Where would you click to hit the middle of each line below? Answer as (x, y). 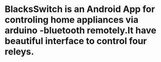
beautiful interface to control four (76, 41)
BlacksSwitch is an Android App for (80, 9)
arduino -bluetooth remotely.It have (80, 30)
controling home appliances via (72, 20)
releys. (20, 52)
